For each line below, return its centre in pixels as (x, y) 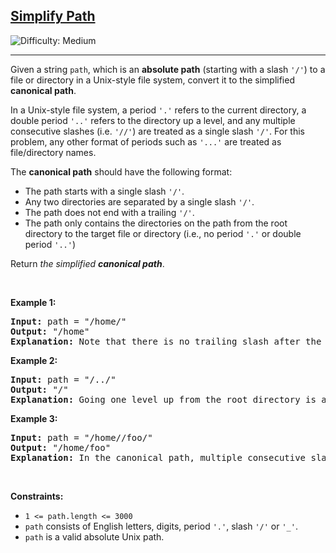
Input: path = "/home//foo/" (81, 437)
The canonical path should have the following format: (121, 171)
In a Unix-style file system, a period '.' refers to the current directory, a (158, 110)
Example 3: (34, 418)
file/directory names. (53, 152)
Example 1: (33, 302)
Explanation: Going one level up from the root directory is (163, 399)
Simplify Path (53, 16)
